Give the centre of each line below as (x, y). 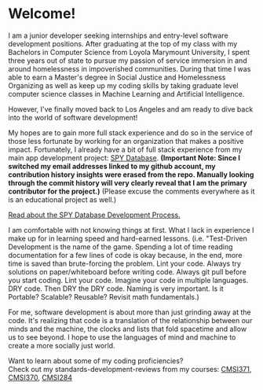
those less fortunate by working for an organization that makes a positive (126, 141)
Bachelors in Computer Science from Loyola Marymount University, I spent (129, 52)
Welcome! (42, 14)
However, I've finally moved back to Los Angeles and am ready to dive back (131, 109)
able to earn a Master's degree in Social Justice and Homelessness (117, 77)
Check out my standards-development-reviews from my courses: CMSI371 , (130, 369)
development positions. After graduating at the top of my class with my (123, 43)
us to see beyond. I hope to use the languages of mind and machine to (122, 337)
